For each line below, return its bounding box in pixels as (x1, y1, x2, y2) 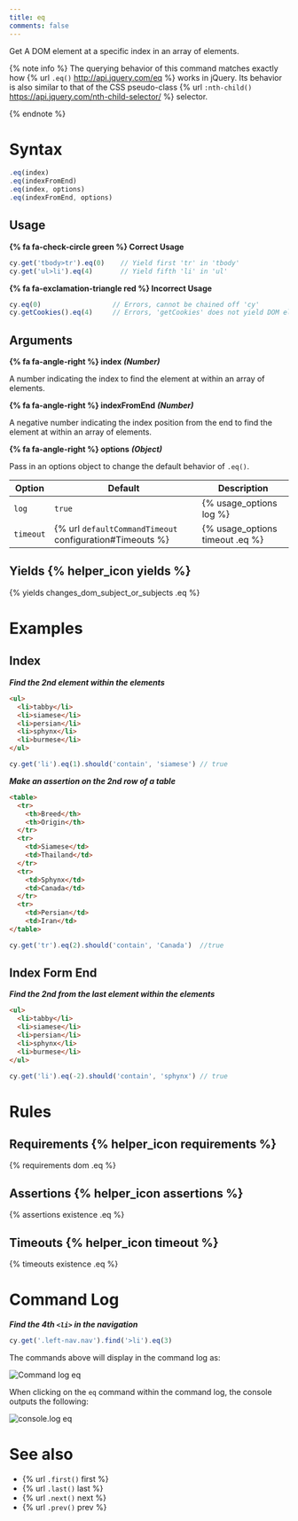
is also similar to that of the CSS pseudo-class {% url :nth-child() (9, 82, 253, 92)
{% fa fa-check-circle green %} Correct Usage (9, 241, 184, 252)
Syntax (9, 139, 63, 160)
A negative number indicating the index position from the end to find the (9, 418, 273, 428)
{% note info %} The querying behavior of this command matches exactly (9, 63, 279, 74)
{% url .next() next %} (21, 1492, 106, 1503)
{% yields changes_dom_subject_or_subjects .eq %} (9, 587, 200, 598)
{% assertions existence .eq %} (9, 1210, 125, 1220)
